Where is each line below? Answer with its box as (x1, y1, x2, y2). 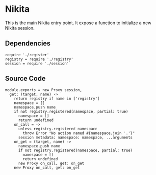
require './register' (5, 52, 50, 57)
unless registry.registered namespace (18, 126, 98, 131)
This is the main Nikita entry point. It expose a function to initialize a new (5, 20, 152, 26)
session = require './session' (5, 61, 69, 66)
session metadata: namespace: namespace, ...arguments (18, 135, 133, 140)
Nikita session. (5, 25, 35, 31)
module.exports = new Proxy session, (5, 87, 82, 92)
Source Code (5, 74, 46, 83)
